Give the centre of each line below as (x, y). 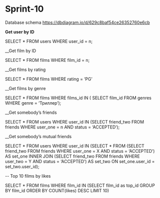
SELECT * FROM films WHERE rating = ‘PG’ (49, 79)
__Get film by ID (21, 51)
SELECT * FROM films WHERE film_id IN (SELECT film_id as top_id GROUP (80, 185)
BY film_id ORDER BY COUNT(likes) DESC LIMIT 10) (57, 190)
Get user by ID (20, 32)
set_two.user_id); (22, 166)
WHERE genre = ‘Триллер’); (33, 103)
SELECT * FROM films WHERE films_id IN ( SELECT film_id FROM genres (78, 98)
